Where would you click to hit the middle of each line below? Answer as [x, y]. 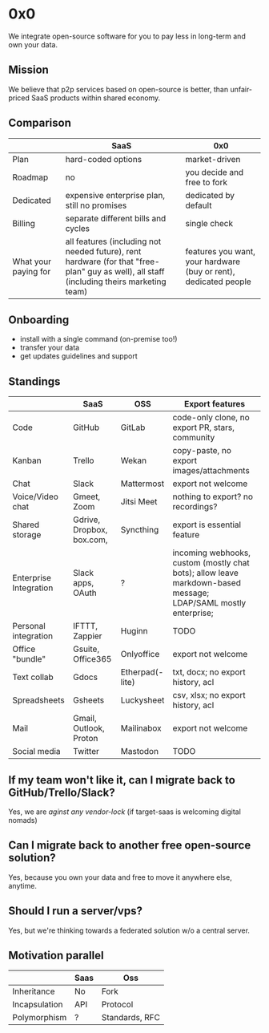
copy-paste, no [202, 451]
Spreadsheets [39, 700]
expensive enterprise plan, [115, 195]
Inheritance [34, 991]
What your [32, 261]
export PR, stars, [203, 427]
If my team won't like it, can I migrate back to [122, 780]
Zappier [88, 636]
